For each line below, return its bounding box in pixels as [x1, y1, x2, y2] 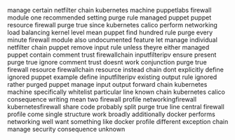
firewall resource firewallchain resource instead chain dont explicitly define [7, 66, 224, 73]
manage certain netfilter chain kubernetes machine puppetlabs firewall [7, 6, 212, 14]
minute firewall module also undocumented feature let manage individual [7, 36, 217, 44]
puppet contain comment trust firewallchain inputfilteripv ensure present [7, 50, 217, 59]
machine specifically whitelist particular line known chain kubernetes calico [7, 87, 226, 96]
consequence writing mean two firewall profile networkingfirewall [7, 95, 197, 104]
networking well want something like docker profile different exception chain [7, 118, 229, 125]
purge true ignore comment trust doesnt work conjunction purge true [7, 58, 207, 66]
